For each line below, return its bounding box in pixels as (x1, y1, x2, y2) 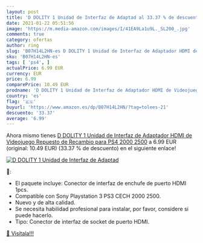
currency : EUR (6, 71, 42, 77)
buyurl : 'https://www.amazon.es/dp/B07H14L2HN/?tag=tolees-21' (6, 104, 169, 110)
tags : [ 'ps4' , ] (6, 59, 50, 65)
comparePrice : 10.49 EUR (6, 82, 69, 88)
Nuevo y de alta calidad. (14, 199, 76, 206)
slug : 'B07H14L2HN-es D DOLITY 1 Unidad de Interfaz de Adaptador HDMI (6, 48, 190, 54)
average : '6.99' (6, 115, 47, 121)
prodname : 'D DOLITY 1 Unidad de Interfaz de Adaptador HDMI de (6, 87, 172, 93)
